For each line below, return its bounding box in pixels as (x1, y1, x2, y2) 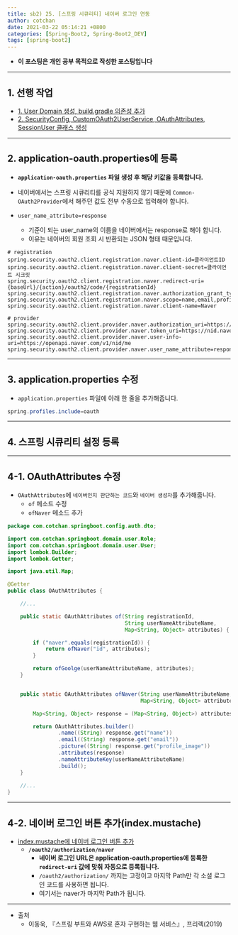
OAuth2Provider (17, 198, 63, 205)
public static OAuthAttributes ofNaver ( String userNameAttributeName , (20, 690, 233, 698)
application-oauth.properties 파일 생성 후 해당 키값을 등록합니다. (17, 173, 204, 181)
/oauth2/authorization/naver (28, 846, 115, 853)
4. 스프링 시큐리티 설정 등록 (7, 436, 120, 448)
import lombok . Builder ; (7, 548, 78, 556)
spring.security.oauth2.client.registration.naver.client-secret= (7, 263, 208, 270)
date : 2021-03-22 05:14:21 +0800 (7, 23, 106, 31)
